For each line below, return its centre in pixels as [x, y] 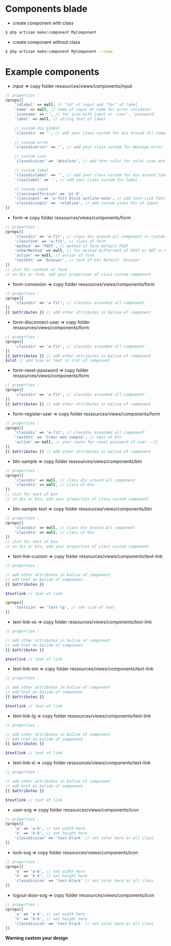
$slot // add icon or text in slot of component [58, 361]
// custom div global [37, 128]
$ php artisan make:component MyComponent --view [59, 51]
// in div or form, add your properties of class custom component [78, 274]
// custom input [32, 189]
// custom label [32, 170]
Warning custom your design [37, 938]
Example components [52, 72]
